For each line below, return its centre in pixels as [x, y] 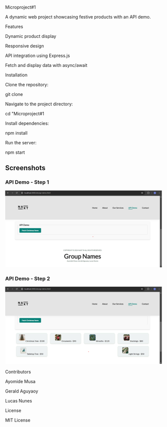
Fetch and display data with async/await [46, 65]
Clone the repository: [27, 85]
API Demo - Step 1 [27, 182]
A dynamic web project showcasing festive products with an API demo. [78, 17]
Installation [16, 75]
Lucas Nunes [19, 401]
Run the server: [21, 143]
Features [14, 26]
